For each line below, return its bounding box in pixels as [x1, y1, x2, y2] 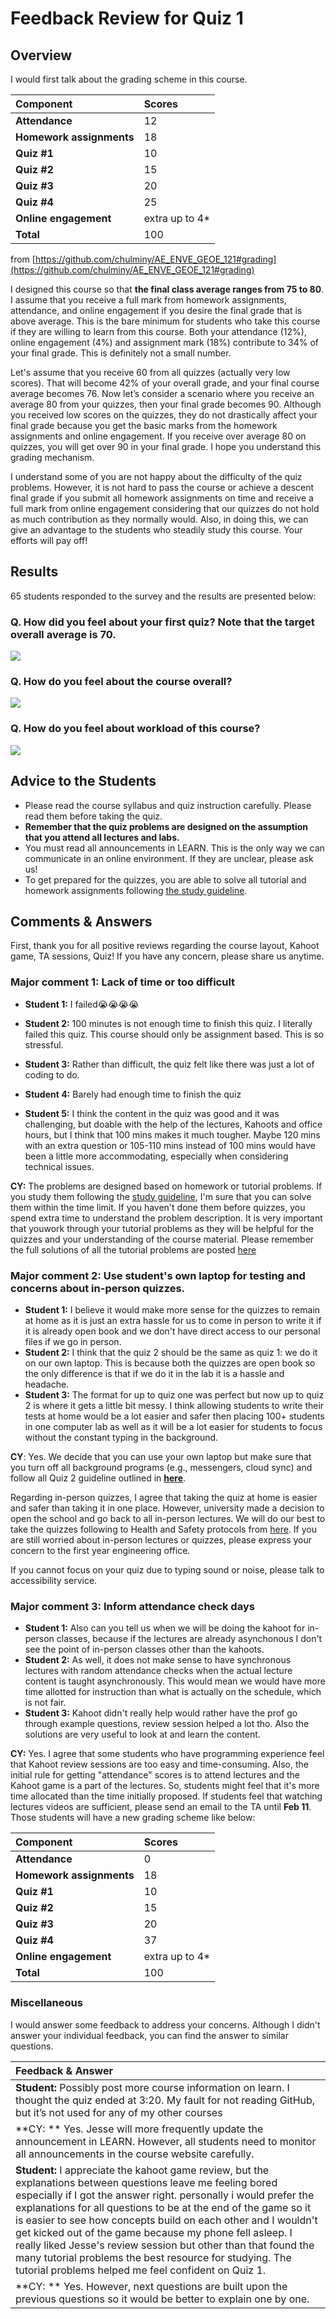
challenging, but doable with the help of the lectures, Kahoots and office [24, 1118, 323, 1130]
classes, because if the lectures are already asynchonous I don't [56, 1633, 323, 1645]
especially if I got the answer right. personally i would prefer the [15, 2188, 315, 2202]
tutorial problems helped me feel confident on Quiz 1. [15, 2263, 267, 2277]
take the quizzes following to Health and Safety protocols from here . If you [10, 1523, 318, 1535]
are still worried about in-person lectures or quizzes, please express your [10, 1533, 313, 1546]
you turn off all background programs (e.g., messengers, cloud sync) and [10, 1461, 313, 1473]
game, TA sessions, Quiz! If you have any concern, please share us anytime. [10, 950, 325, 962]
